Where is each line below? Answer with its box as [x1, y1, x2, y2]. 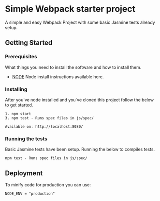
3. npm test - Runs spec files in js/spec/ [5, 116, 94, 120]
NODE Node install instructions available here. [12, 74, 104, 80]
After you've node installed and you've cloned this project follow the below [5, 97, 154, 102]
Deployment [5, 169, 43, 177]
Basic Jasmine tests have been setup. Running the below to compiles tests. [5, 147, 155, 152]
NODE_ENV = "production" [5, 191, 55, 196]
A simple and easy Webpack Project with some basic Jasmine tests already [5, 19, 156, 25]
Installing [5, 86, 28, 93]
